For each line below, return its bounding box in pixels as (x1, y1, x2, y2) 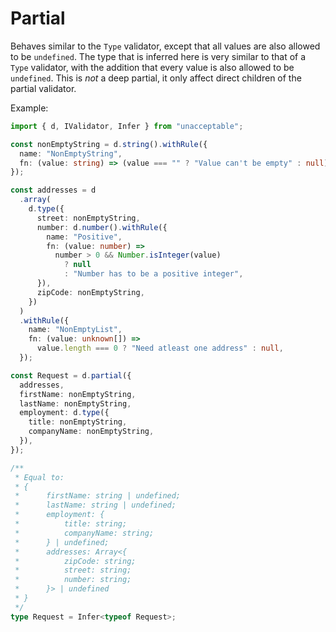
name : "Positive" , (46, 232, 123, 242)
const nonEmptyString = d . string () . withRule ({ (10, 139, 208, 149)
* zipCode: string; (14, 556, 137, 566)
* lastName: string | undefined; (14, 500, 177, 511)
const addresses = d (10, 185, 97, 196)
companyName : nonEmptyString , (28, 427, 155, 437)
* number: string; (14, 575, 132, 585)
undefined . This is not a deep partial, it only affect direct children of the (10, 72, 302, 84)
